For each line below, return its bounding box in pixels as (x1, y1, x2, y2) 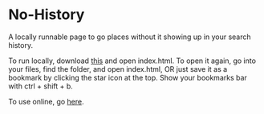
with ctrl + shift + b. (8, 81, 74, 91)
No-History (8, 6, 85, 24)
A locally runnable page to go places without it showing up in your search (8, 32, 251, 41)
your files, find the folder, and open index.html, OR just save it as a (8, 64, 228, 73)
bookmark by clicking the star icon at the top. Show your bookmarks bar (8, 73, 247, 82)
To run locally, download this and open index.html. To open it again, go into (8, 56, 257, 65)
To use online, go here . (8, 96, 84, 106)
